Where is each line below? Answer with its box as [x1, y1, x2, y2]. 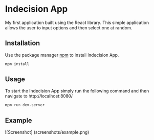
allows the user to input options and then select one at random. [5, 24, 132, 30]
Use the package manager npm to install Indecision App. [5, 52, 119, 58]
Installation [5, 39, 40, 47]
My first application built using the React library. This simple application [5, 20, 149, 25]
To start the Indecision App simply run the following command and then [5, 88, 149, 94]
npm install [5, 61, 29, 67]
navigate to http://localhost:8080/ [5, 93, 73, 99]
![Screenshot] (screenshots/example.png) [5, 129, 89, 135]
